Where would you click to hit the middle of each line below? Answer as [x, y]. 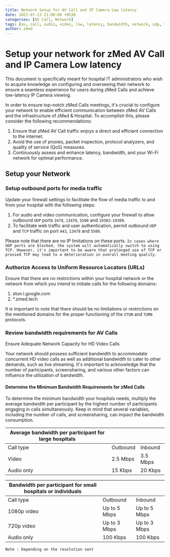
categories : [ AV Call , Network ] [39, 19]
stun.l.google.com [31, 294]
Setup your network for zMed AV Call [85, 54]
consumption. [19, 420]
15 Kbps [122, 470]
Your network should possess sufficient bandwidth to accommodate [76, 354]
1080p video [23, 511]
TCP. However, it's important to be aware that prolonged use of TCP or [83, 250]
